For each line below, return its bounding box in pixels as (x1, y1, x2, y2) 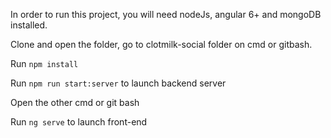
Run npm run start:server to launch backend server (10, 77, 227, 89)
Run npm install (10, 58, 79, 69)
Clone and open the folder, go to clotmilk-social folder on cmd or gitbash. (10, 39, 313, 50)
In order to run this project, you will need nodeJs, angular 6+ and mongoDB (10, 9, 322, 20)
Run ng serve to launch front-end (10, 116, 148, 128)
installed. (10, 19, 48, 31)
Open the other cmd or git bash (10, 97, 140, 108)
